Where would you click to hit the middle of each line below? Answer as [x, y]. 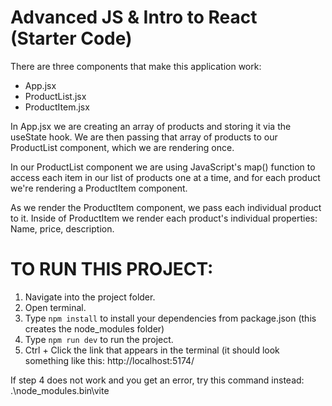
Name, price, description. [62, 228]
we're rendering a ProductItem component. [99, 188]
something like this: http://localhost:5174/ [109, 360]
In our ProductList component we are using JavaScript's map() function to [163, 167]
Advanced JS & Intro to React [134, 17]
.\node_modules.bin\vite [60, 390]
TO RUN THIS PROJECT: [112, 269]
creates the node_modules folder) [94, 328]
